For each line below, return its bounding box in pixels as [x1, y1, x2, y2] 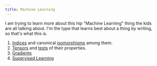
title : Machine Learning [5, 7, 55, 12]
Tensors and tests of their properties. [12, 45, 86, 51]
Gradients [12, 50, 32, 56]
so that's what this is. [5, 30, 47, 36]
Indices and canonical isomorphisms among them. [12, 40, 113, 46]
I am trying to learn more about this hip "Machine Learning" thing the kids [5, 20, 152, 26]
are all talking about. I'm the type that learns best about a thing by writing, [5, 25, 153, 31]
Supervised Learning [12, 55, 54, 61]
